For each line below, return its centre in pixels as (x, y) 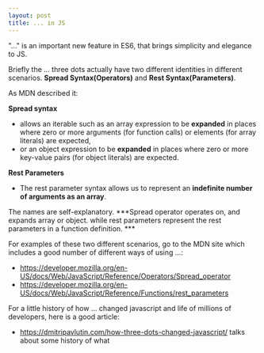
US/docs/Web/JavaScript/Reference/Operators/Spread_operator (125, 276)
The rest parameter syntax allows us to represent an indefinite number (136, 188)
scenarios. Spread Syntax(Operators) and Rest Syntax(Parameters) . (122, 78)
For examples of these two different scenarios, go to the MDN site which (127, 244)
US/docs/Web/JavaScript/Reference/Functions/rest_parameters (124, 293)
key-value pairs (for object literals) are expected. (99, 157)
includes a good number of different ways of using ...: (96, 252)
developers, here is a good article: (64, 317)
